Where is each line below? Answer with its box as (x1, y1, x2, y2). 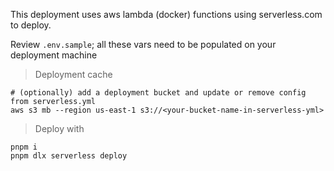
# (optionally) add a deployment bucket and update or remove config (10, 88, 307, 98)
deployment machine (10, 49, 98, 61)
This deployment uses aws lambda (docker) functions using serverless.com (10, 9, 323, 20)
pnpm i (10, 142, 38, 152)
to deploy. (10, 19, 52, 31)
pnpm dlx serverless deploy (10, 151, 128, 161)
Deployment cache (34, 69, 113, 80)
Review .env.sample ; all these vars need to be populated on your (10, 39, 277, 50)
